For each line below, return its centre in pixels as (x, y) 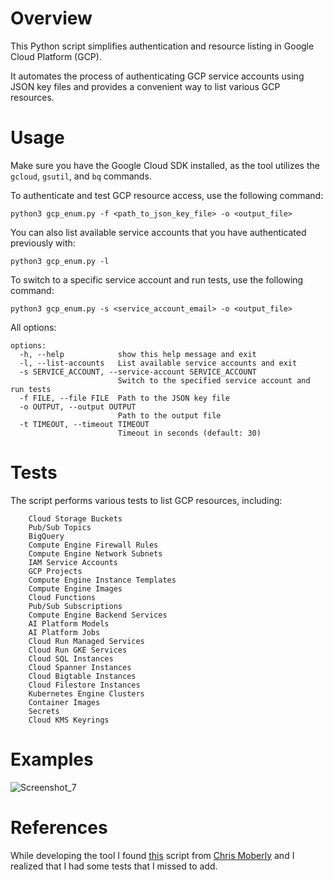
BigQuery (46, 536)
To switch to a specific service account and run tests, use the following (157, 279)
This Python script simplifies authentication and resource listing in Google (162, 46)
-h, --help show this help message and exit (138, 354)
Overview (51, 18)
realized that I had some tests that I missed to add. (114, 866)
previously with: (43, 243)
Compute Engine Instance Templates (102, 580)
